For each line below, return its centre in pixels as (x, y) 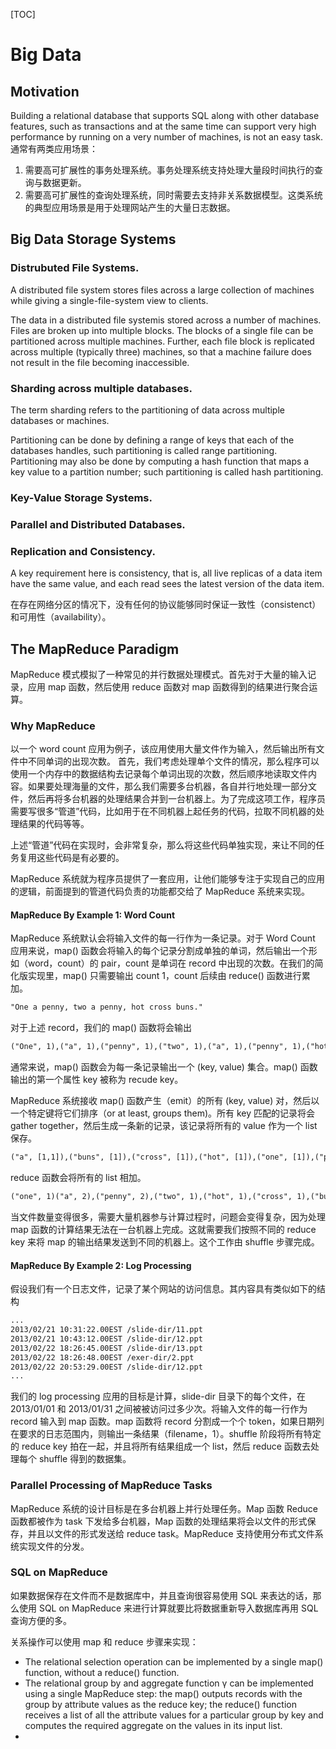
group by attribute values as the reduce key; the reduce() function (161, 1704)
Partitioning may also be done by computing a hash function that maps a (160, 461)
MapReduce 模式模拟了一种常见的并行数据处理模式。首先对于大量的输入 (159, 674)
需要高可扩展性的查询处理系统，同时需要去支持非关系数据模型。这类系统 (173, 195)
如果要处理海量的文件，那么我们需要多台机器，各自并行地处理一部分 (167, 786)
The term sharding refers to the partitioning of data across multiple (147, 410)
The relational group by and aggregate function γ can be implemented (169, 1683)
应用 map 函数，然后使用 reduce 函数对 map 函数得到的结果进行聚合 (168, 686)
